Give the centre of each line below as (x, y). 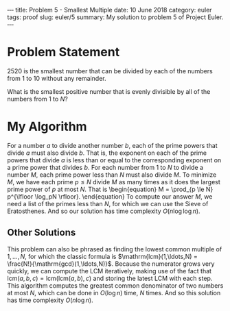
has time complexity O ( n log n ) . (50, 300)
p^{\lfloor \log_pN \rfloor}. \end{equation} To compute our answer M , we (110, 196)
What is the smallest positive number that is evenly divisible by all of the (109, 91)
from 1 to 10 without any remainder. (57, 78)
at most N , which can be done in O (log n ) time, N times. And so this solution (114, 293)
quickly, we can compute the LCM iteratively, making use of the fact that (109, 271)
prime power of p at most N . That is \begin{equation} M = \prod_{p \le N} (110, 189)
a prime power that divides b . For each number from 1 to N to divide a (105, 167)
